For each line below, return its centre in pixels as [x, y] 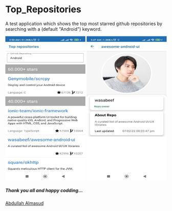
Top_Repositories [44, 9]
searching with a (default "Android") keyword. [53, 29]
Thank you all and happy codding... [44, 190]
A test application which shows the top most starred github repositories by [84, 24]
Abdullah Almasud [25, 203]
